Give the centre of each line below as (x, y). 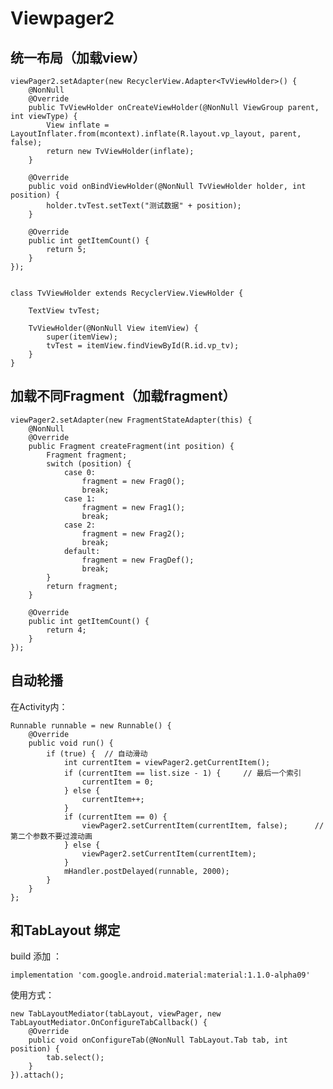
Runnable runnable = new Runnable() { (91, 725)
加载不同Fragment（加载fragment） (123, 396)
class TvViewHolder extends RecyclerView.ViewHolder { (127, 293)
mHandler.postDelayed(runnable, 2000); (146, 871)
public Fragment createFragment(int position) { (131, 446)
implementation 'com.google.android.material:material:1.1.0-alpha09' (160, 975)
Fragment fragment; (87, 455)
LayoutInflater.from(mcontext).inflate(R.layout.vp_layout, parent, (156, 134)
